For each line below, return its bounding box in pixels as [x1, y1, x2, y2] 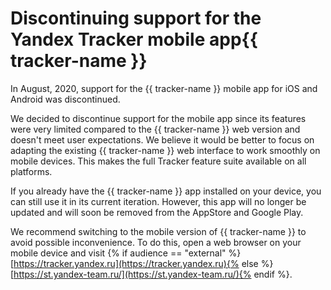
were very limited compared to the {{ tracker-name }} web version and [10, 123, 301, 135]
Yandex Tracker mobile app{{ [10, 28, 258, 51]
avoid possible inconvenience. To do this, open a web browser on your [10, 236, 302, 248]
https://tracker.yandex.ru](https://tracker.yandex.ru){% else [13, 257, 259, 269]
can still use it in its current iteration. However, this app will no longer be [10, 195, 307, 207]
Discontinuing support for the [10, 7, 262, 30]
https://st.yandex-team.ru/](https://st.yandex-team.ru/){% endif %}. [13, 268, 293, 280]
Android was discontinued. [10, 93, 121, 105]
